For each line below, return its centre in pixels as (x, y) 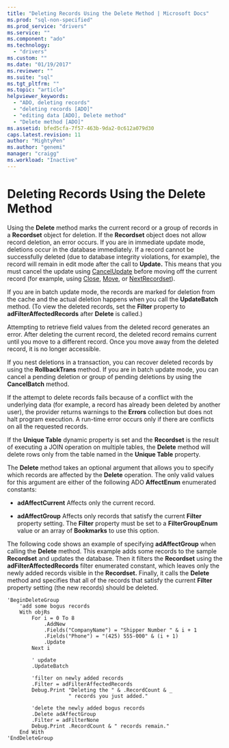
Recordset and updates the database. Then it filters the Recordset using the (115, 558)
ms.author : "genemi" (37, 147)
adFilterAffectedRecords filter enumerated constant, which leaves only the (113, 566)
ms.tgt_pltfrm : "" (33, 84)
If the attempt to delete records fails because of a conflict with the (100, 397)
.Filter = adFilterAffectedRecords (82, 684)
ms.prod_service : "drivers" (47, 26)
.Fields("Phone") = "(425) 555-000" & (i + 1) (111, 636)
